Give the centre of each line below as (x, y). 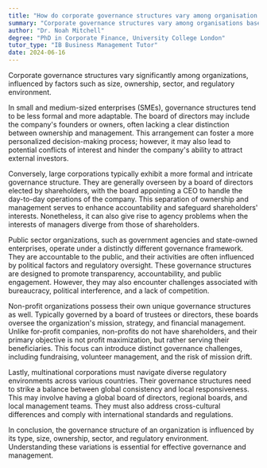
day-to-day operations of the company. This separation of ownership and (128, 199)
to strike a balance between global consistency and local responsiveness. (129, 389)
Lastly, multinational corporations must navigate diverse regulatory (118, 372)
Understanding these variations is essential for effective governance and (127, 447)
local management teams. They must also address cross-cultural (114, 406)
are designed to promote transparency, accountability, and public (115, 274)
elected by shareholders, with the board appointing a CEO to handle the (126, 191)
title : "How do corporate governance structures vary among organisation (133, 16)
